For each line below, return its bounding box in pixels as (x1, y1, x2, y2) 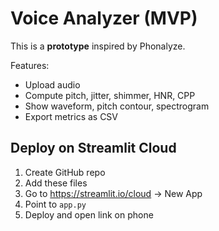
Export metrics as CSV (24, 110, 119, 122)
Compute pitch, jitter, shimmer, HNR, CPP (24, 89, 196, 101)
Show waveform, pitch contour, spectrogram (24, 100, 210, 112)
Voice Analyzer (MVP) (10, 7, 198, 30)
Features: (10, 59, 50, 71)
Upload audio (24, 78, 81, 91)
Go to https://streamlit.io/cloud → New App (24, 187, 203, 199)
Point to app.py (24, 198, 87, 210)
